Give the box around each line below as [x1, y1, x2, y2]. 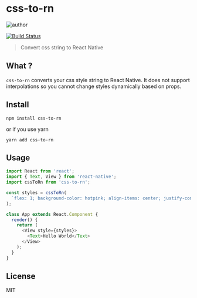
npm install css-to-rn [6, 115, 62, 121]
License [6, 271, 36, 281]
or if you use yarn [6, 126, 49, 133]
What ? [6, 61, 33, 71]
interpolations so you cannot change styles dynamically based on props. [6, 83, 182, 90]
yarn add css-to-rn [6, 137, 54, 143]
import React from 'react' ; [6, 168, 75, 174]
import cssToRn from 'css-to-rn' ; [6, 180, 91, 185]
